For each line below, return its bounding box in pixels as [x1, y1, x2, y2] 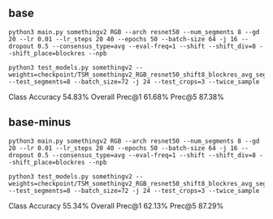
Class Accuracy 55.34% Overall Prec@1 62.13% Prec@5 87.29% [8, 200, 224, 210]
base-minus [8, 115, 71, 129]
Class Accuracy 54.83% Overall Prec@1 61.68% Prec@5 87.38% [8, 92, 225, 101]
